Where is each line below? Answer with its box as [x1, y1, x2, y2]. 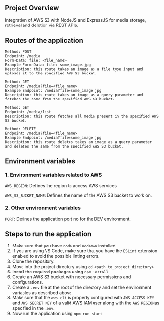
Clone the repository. [12, 258, 55, 264]
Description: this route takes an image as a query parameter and [5, 92, 143, 97]
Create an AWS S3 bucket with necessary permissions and [12, 274, 131, 280]
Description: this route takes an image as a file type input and [5, 66, 143, 72]
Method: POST [5, 49, 32, 54]
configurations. [12, 279, 43, 285]
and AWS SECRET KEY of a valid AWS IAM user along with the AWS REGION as [12, 300, 160, 306]
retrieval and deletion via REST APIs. [5, 22, 79, 28]
